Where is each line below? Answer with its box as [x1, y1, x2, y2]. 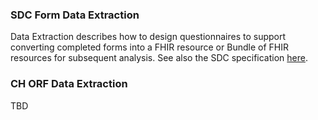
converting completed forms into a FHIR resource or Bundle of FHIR [10, 41, 289, 53]
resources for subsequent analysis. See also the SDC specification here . [10, 52, 308, 64]
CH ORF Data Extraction [10, 77, 128, 91]
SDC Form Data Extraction [10, 8, 140, 22]
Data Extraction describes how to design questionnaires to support [10, 31, 287, 43]
